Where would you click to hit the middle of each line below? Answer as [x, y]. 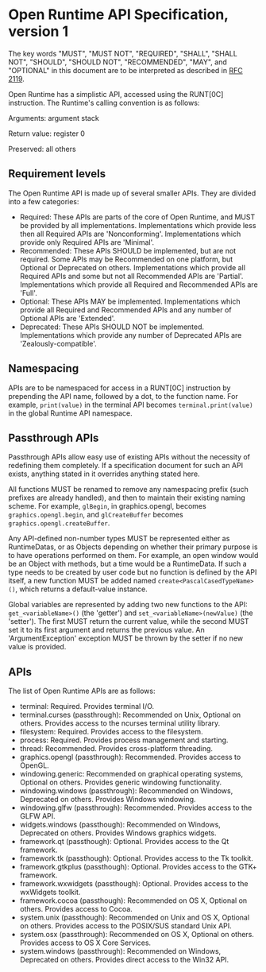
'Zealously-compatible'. [58, 343]
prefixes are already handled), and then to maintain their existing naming [127, 498]
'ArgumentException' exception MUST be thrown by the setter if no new [126, 638]
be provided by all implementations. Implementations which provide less [138, 225]
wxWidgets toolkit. [50, 893]
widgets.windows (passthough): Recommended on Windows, [120, 825]
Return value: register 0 [47, 134]
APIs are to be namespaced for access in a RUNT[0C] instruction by [120, 388]
